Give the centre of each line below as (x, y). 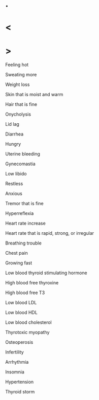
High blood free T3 (25, 293)
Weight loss (18, 84)
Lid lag (12, 124)
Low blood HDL (22, 313)
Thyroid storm (20, 392)
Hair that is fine (21, 104)
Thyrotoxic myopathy (27, 332)
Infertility (14, 352)
